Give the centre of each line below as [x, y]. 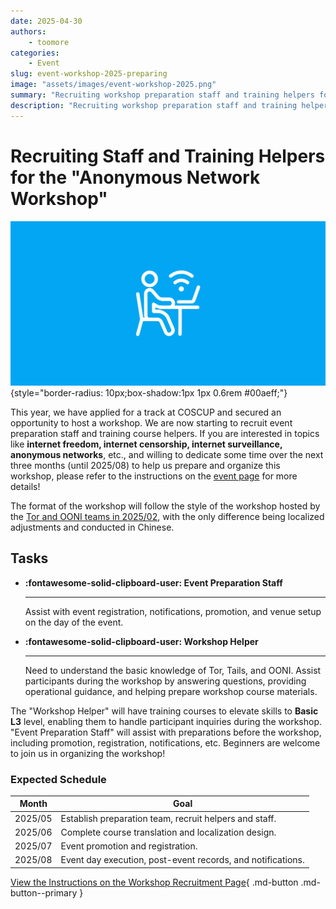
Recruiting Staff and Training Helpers [168, 156]
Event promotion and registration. [129, 846]
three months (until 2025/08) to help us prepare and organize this [145, 465]
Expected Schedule [58, 779]
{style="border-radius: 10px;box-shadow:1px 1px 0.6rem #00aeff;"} [149, 392]
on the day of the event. [74, 622]
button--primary [44, 892]
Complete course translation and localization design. [168, 832]
